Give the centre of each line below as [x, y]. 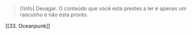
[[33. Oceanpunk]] [28, 26]
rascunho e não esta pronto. [54, 15]
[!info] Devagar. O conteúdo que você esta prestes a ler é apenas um [103, 8]
